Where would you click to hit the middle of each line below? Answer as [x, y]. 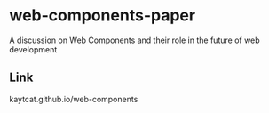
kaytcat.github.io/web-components [74, 99]
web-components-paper [103, 16]
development [33, 49]
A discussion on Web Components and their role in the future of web [134, 40]
